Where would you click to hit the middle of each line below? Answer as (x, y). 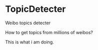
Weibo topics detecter (28, 23)
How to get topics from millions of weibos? (49, 32)
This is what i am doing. (29, 42)
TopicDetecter (35, 9)
